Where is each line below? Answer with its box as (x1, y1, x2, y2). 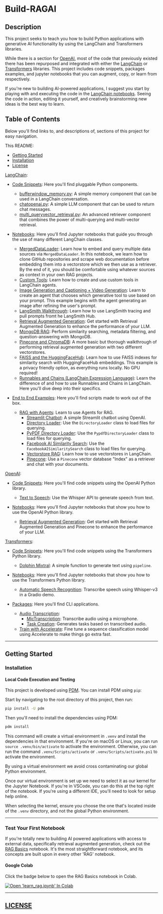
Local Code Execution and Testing (5, 676, 75, 682)
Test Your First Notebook (5, 825, 65, 831)
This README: (5, 143, 34, 148)
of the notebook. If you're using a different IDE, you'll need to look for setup (5, 788, 156, 794)
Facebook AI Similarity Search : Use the (26, 440, 105, 446)
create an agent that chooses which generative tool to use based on (19, 292, 156, 298)
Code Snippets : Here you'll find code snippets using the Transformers (12, 548, 152, 553)
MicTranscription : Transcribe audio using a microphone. (26, 616, 138, 622)
